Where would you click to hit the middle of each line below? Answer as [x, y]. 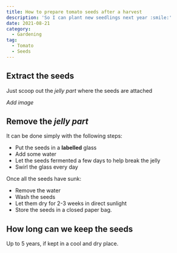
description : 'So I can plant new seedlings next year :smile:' [89, 18]
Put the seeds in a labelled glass [56, 148]
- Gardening [27, 35]
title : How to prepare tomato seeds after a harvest [74, 12]
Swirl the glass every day [46, 167]
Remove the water [38, 191]
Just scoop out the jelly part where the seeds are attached [79, 90]
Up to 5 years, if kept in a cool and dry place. [62, 244]
